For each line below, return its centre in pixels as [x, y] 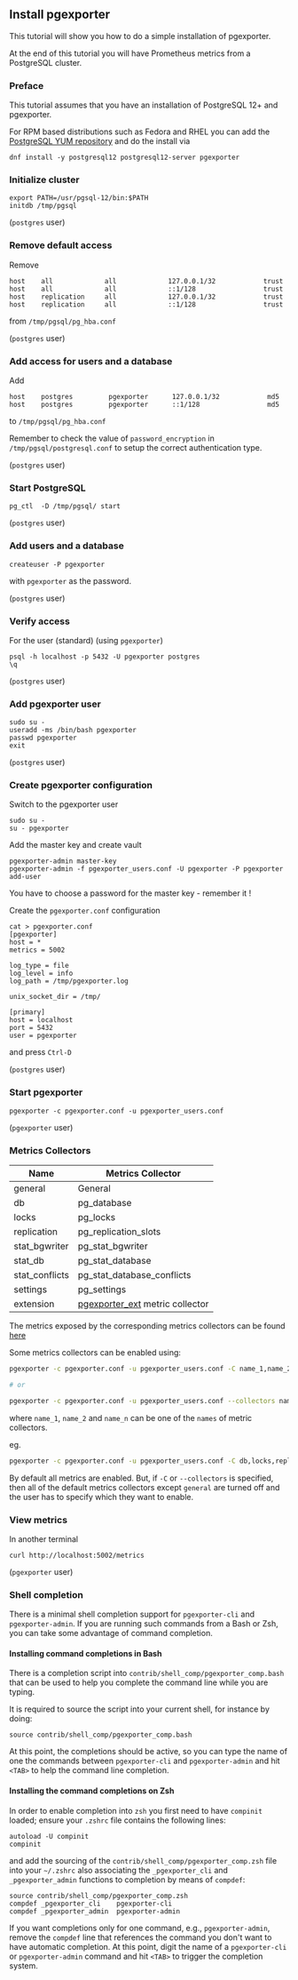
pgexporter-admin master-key [63, 861]
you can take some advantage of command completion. [111, 1633]
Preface [27, 85]
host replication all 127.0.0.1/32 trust [146, 297]
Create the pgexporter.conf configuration [85, 911]
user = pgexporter [43, 1036]
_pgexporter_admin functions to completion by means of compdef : [127, 1880]
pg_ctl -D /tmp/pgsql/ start [65, 507]
